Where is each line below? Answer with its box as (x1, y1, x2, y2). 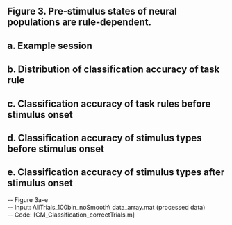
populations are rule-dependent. (7, 17, 151, 28)
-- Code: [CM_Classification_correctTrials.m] (7, 210, 135, 219)
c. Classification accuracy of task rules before (7, 98, 211, 109)
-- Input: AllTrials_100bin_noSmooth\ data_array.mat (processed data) (7, 203, 206, 211)
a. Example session (7, 39, 92, 51)
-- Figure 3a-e (7, 195, 49, 204)
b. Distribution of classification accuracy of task (7, 64, 220, 75)
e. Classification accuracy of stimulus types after (7, 166, 225, 179)
